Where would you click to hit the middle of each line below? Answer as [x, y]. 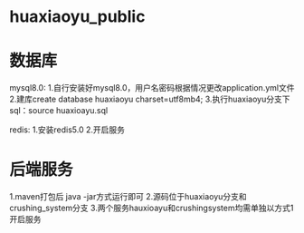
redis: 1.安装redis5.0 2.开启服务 [67, 130]
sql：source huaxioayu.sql [59, 111]
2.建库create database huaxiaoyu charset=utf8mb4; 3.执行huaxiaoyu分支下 [150, 99]
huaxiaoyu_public [77, 17]
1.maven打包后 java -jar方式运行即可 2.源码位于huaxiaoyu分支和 [128, 197]
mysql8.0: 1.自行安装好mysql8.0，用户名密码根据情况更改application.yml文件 [152, 88]
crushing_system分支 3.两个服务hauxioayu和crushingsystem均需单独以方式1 [152, 208]
